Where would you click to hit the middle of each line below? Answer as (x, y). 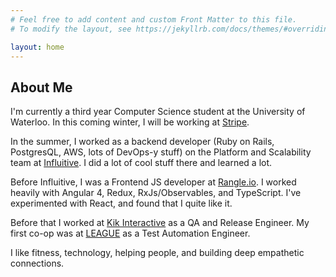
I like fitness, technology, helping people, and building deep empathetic (157, 253)
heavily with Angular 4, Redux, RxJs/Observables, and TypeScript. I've (156, 193)
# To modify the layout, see (71, 29)
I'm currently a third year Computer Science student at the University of (158, 112)
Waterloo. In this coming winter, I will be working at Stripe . (130, 122)
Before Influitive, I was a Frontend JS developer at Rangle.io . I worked (153, 182)
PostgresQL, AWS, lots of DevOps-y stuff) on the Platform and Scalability (161, 152)
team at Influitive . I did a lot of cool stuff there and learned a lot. (141, 163)
